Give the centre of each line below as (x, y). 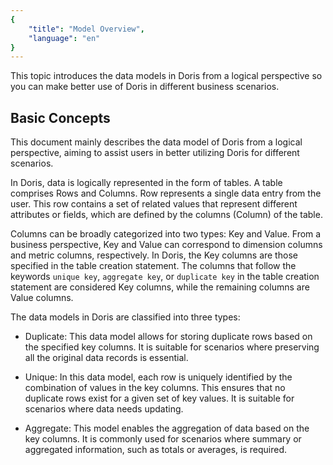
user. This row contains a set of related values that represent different (154, 204)
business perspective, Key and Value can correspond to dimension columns (166, 245)
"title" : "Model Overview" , (86, 29)
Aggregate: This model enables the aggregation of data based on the (167, 428)
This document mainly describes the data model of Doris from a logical (156, 142)
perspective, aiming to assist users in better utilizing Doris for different (155, 153)
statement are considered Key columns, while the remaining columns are (160, 287)
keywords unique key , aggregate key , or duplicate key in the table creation (165, 277)
